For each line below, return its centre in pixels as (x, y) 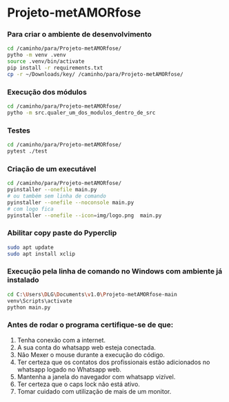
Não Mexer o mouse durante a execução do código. (91, 354)
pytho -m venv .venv (37, 55)
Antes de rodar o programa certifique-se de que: (90, 325)
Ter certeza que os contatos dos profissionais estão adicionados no (113, 362)
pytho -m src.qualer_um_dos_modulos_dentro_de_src (81, 113)
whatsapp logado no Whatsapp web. (69, 369)
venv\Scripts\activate (40, 301)
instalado (23, 280)
